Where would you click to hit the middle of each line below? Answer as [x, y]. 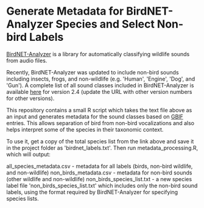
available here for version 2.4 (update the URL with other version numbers [100, 91]
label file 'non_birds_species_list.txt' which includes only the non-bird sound [102, 185]
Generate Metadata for [65, 11]
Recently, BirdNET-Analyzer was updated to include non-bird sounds [93, 72]
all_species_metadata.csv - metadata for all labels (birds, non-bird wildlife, [100, 166]
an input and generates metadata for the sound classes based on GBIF [95, 117]
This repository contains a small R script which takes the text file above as [99, 110]
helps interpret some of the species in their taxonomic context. [85, 129]
